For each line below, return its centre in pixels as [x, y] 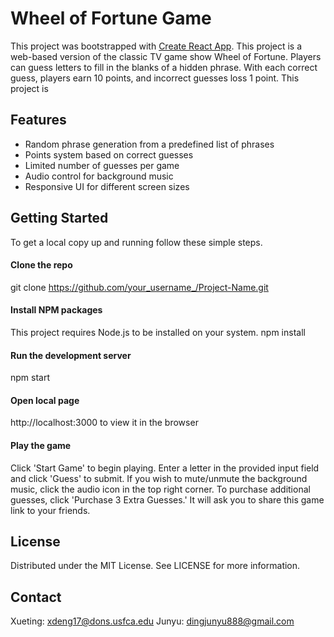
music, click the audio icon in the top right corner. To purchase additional [160, 489]
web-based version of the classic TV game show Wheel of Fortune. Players [166, 56]
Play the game [41, 445]
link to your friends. [50, 510]
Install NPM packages [56, 310]
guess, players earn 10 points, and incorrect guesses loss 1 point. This [155, 78]
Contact [36, 597]
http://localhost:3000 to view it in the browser [104, 423]
